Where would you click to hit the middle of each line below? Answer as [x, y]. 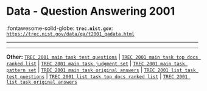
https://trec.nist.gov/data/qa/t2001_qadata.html [71, 34]
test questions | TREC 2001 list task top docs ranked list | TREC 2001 [97, 76]
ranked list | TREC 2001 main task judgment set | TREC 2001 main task [96, 63]
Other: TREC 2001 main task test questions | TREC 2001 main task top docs [102, 57]
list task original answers [42, 82]
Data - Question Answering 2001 [91, 11]
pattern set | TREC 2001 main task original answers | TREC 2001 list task [101, 70]
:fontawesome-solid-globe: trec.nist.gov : [60, 28]
